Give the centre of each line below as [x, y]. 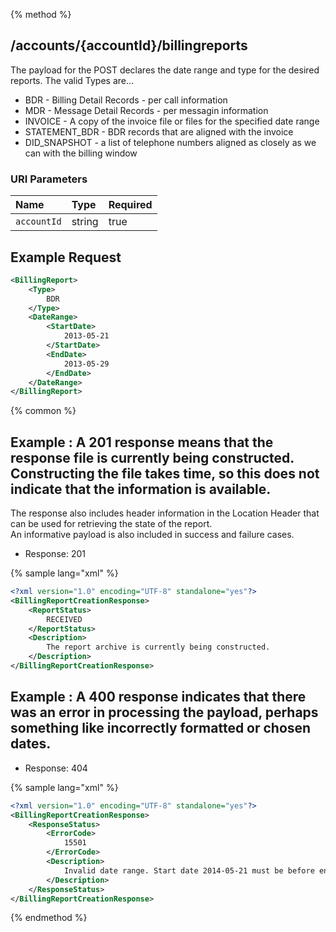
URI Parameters [49, 179]
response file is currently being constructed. [152, 457]
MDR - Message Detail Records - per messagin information [146, 110]
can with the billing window [81, 153]
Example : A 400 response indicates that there [158, 697]
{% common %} [43, 411]
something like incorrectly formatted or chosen [161, 728]
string [85, 222]
